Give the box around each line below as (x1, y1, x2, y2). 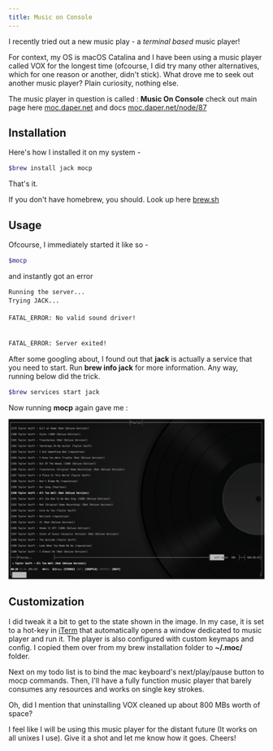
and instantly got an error (8, 271, 93, 280)
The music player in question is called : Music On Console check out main (8, 93, 258, 103)
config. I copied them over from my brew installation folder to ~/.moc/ (8, 642, 243, 652)
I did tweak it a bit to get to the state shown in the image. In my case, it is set (8, 616, 264, 626)
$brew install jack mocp (8, 164, 93, 172)
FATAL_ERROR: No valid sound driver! (8, 314, 136, 322)
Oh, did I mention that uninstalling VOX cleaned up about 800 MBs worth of (8, 700, 261, 710)
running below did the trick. (8, 371, 101, 381)
